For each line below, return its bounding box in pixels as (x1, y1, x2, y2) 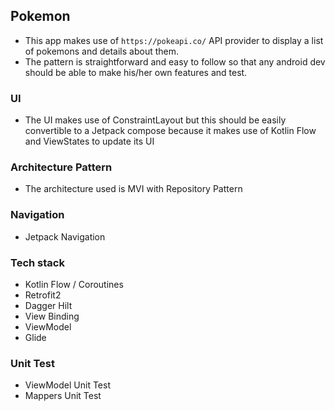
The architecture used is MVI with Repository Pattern (24, 183, 243, 195)
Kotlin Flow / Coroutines (24, 279, 124, 290)
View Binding (24, 310, 80, 322)
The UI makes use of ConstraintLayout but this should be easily (24, 114, 287, 126)
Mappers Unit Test (24, 390, 102, 402)
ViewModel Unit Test (24, 379, 111, 391)
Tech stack (10, 255, 65, 269)
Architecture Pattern (10, 160, 113, 174)
